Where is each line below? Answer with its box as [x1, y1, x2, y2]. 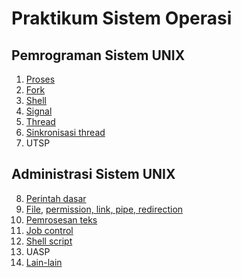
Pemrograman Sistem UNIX [11, 47, 186, 64]
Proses [25, 73, 56, 85]
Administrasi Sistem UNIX [11, 166, 176, 183]
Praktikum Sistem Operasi [11, 7, 233, 30]
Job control [25, 224, 74, 236]
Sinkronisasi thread [25, 127, 106, 138]
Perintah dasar [25, 192, 87, 204]
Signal [25, 105, 53, 117]
